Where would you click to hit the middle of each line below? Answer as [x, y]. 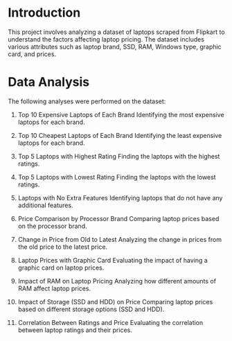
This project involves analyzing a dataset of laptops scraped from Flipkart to [116, 32]
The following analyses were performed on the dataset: [87, 101]
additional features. [45, 205]
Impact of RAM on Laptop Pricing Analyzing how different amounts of [117, 281]
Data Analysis [49, 82]
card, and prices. [32, 54]
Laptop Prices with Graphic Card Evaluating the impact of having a [113, 260]
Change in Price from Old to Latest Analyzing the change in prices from [120, 239]
